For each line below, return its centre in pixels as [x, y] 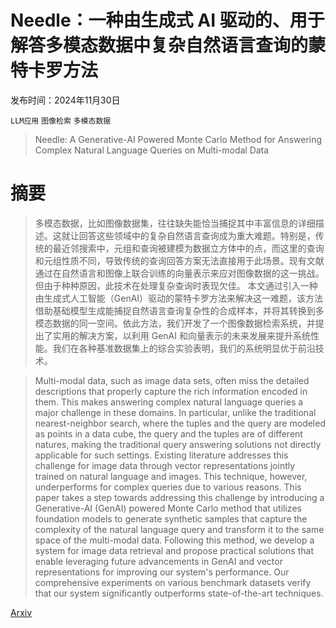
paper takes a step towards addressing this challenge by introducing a [179, 497]
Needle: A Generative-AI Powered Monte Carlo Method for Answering [178, 139]
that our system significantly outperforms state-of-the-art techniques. [179, 593]
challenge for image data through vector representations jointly [165, 465]
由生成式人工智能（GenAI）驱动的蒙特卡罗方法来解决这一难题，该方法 [179, 298]
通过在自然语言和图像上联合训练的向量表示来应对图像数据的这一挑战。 [179, 273]
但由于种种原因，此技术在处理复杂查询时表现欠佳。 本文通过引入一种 [176, 285]
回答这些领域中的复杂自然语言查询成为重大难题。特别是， [197, 235]
